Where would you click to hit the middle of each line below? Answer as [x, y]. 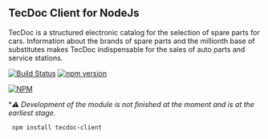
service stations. [36, 58]
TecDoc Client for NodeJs [74, 13]
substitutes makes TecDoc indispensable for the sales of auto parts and [127, 49]
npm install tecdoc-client [57, 127]
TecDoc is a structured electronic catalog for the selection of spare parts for [134, 32]
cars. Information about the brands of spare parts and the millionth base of [132, 41]
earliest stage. [32, 113]
